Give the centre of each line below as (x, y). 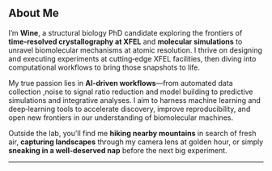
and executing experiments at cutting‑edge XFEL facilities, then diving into (132, 58)
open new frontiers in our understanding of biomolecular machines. (121, 118)
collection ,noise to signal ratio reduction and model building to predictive (131, 92)
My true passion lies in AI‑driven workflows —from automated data (121, 83)
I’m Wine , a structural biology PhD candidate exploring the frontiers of (125, 32)
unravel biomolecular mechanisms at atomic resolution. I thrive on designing (136, 50)
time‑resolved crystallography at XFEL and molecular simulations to (125, 41)
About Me (34, 13)
